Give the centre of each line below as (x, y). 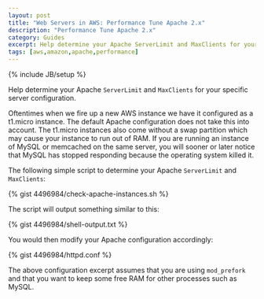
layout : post (29, 15)
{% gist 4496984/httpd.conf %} (60, 255)
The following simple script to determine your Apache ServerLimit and (123, 170)
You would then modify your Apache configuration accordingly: (111, 240)
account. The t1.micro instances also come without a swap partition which (128, 130)
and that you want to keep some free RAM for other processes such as (123, 279)
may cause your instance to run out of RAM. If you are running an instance (128, 138)
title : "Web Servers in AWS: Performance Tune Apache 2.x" (107, 23)
